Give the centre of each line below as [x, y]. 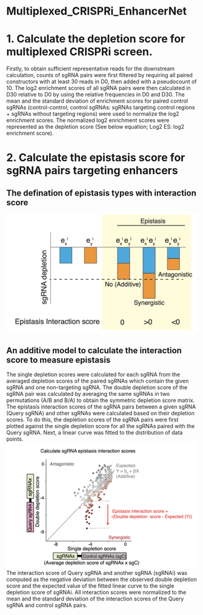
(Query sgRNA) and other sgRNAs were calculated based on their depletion [101, 413]
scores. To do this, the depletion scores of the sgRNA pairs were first [92, 420]
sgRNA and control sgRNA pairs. [47, 605]
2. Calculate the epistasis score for [96, 158]
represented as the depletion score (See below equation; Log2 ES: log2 [95, 127]
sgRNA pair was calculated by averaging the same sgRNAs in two [88, 394]
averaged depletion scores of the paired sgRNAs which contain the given [98, 381]
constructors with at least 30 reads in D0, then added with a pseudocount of [101, 82]
